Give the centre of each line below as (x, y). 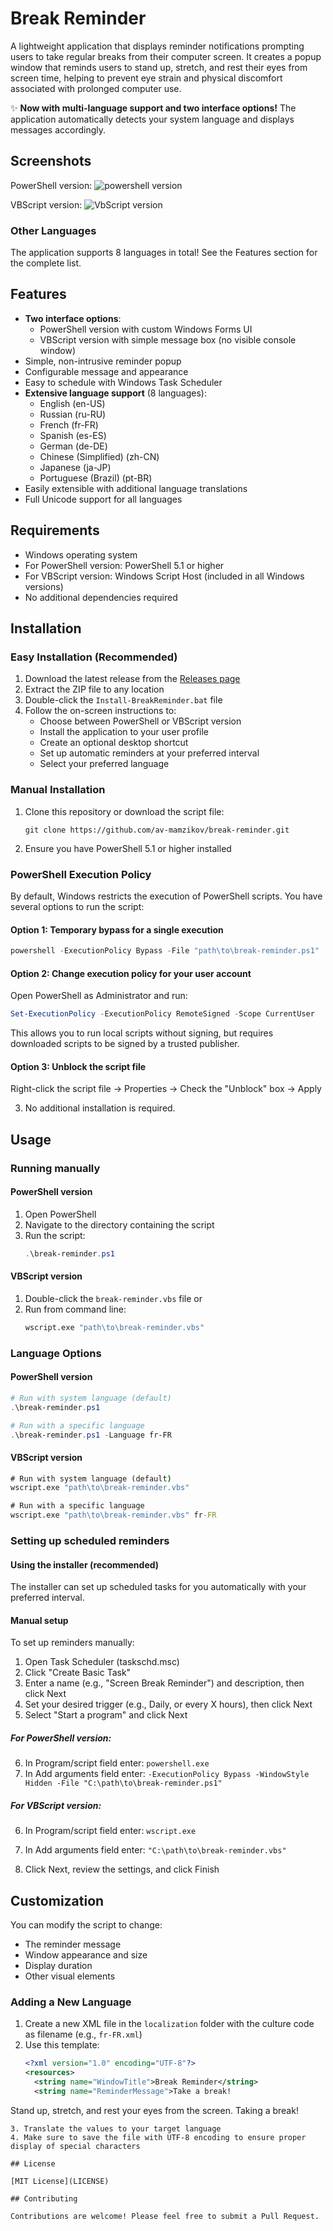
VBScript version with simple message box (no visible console (168, 339)
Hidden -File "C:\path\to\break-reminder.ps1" (123, 1783)
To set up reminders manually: (72, 1643)
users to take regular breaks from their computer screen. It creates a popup (166, 56)
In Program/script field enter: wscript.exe (110, 1831)
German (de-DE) (73, 446)
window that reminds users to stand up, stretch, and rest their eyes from (159, 67)
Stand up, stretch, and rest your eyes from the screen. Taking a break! (154, 2110)
